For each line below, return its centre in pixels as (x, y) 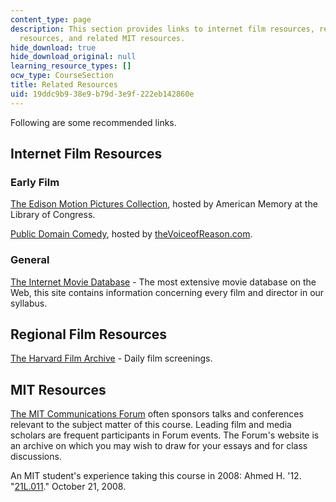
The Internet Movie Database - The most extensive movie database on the (163, 282)
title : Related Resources (64, 85)
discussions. (36, 457)
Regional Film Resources (89, 334)
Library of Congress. (53, 215)
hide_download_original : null (73, 57)
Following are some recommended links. (93, 122)
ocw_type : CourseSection (62, 76)
